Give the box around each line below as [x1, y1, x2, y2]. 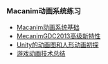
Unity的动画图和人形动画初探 [16, 40, 99, 49]
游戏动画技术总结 [16, 49, 66, 58]
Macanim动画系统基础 [16, 23, 80, 32]
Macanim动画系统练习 [6, 6, 81, 15]
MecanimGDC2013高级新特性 [16, 32, 101, 40]
